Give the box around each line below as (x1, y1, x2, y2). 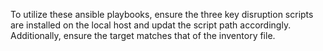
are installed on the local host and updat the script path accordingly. (10, 19, 292, 31)
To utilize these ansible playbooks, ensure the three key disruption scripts (10, 9, 314, 20)
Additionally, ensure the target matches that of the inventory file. (10, 30, 276, 41)
